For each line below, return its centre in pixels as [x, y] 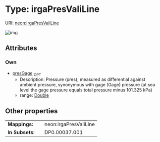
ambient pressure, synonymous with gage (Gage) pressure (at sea [87, 85]
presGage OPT [27, 74]
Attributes [21, 48]
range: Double [34, 95]
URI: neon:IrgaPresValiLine [32, 23]
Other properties [31, 111]
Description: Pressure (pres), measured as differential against [82, 79]
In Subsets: [21, 133]
